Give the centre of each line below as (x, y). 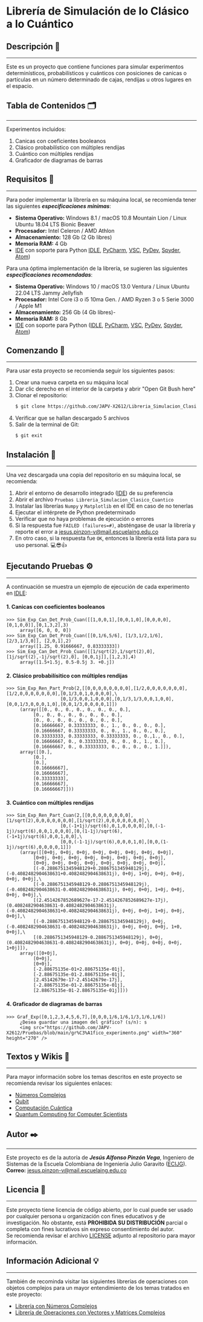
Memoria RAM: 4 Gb (41, 243)
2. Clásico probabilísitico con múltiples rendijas (67, 676)
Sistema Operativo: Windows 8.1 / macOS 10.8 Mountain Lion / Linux (101, 218)
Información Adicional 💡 (53, 1261)
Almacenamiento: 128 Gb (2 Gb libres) (63, 237)
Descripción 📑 (33, 46)
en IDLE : (17, 593)
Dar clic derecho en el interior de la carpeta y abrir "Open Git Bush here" (105, 389)
